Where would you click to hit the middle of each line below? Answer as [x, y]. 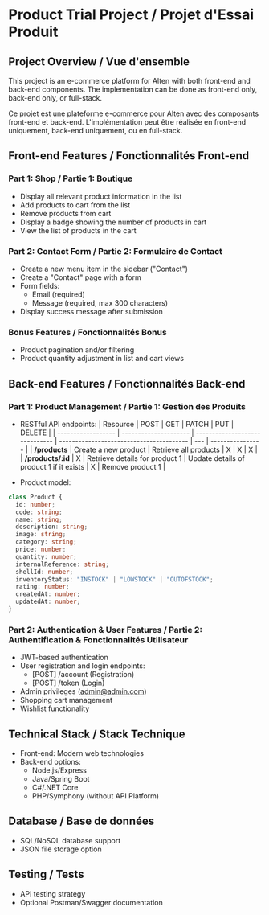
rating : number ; [43, 587]
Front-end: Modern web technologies [82, 753]
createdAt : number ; [48, 594]
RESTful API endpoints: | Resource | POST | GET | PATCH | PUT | [127, 424]
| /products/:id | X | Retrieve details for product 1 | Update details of [132, 458]
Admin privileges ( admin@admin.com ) [83, 691]
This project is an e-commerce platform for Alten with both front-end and [129, 81]
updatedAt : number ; [48, 602]
